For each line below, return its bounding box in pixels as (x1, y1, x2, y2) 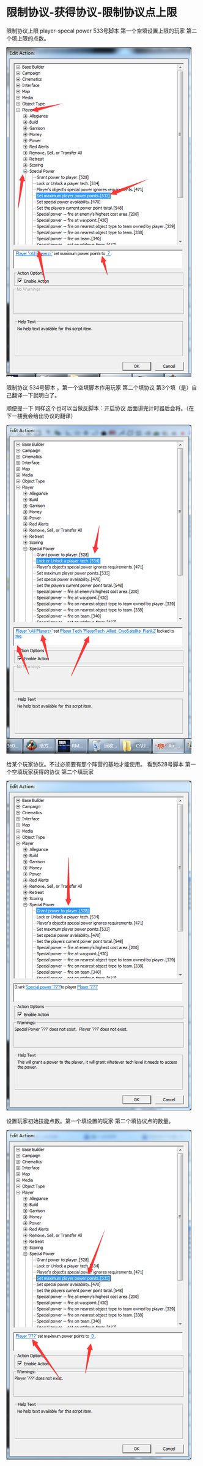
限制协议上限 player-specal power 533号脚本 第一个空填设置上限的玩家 (6, 27, 185, 34)
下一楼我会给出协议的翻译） (6, 412, 76, 419)
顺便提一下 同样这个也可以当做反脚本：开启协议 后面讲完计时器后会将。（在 (6, 404, 194, 411)
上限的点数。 (17, 34, 50, 42)
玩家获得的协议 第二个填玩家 (22, 768, 94, 776)
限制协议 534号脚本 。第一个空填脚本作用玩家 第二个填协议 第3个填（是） (6, 384, 192, 391)
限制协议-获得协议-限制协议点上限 (6, 6, 177, 20)
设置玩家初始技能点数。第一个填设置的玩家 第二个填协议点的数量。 (6, 1117, 174, 1124)
